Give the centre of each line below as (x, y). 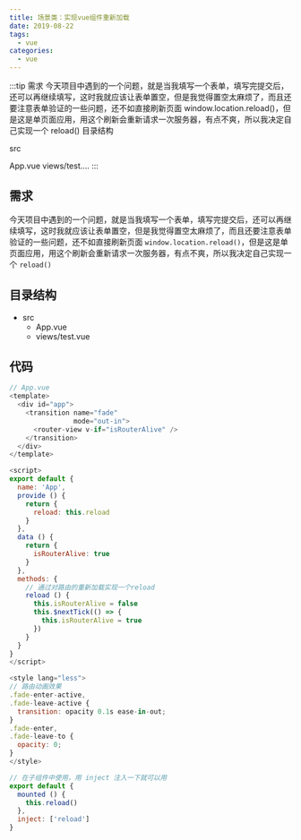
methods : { (38, 579)
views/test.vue (63, 336)
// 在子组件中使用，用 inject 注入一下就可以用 (88, 777)
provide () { (42, 495)
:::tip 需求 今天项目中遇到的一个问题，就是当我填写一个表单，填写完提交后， (149, 86)
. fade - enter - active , (48, 695)
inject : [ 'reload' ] (54, 819)
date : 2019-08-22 (42, 26)
